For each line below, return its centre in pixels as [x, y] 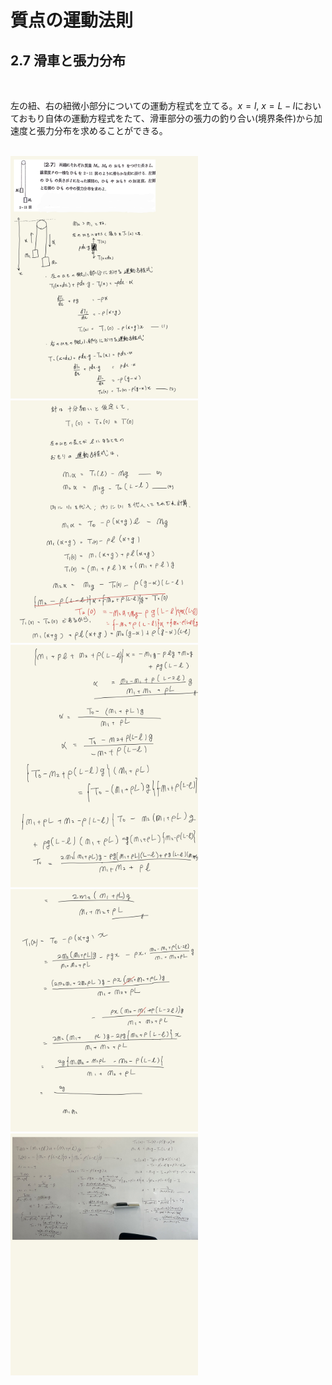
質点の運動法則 [72, 20]
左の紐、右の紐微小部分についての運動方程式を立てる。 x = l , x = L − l [153, 105]
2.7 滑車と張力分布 [68, 60]
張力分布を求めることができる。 [102, 130]
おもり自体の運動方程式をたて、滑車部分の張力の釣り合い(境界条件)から [166, 118]
